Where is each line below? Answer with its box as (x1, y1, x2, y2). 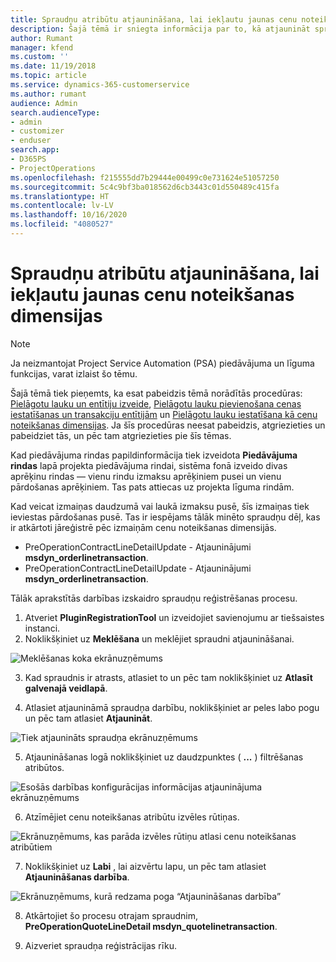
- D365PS (10, 154, 47, 164)
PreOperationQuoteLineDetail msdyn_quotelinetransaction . (24, 920, 278, 932)
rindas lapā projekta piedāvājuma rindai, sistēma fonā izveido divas (10, 459, 288, 471)
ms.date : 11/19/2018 (10, 61, 97, 71)
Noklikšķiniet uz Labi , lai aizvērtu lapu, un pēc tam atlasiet (24, 860, 267, 872)
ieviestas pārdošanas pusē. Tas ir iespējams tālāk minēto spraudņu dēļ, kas (10, 511, 321, 523)
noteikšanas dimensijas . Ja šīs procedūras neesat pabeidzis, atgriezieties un (10, 419, 326, 431)
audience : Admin (10, 98, 78, 108)
